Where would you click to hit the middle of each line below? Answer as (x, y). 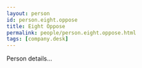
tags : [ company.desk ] (38, 39)
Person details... (29, 58)
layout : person (28, 13)
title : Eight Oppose (36, 26)
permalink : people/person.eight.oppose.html (71, 33)
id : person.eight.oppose (42, 20)
